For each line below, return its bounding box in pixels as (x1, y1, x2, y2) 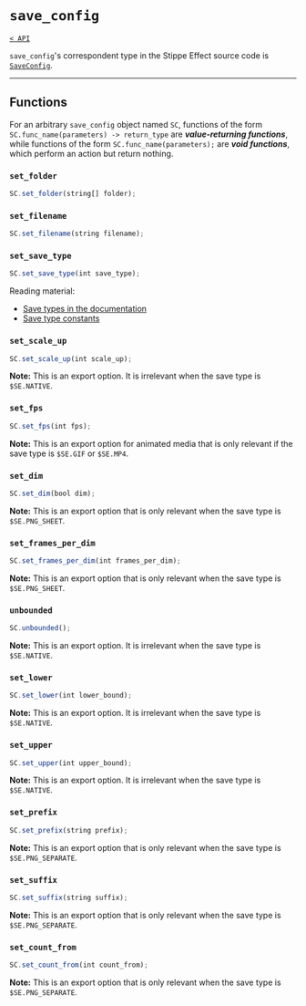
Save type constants (22, 313, 100, 324)
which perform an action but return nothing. (9, 148, 174, 159)
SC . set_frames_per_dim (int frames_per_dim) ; (9, 556, 181, 565)
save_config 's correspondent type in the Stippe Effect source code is (9, 49, 270, 61)
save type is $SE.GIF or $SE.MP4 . (9, 448, 129, 459)
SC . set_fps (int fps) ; (9, 421, 92, 430)
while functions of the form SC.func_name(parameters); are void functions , (9, 138, 290, 149)
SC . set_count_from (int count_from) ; (9, 960, 148, 970)
